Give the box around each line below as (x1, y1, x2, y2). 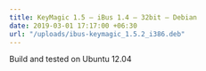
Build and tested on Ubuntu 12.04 (9, 54, 132, 65)
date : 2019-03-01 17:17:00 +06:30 (9, 21, 138, 30)
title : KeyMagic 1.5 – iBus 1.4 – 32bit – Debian (9, 12, 198, 22)
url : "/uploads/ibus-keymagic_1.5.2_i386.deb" (9, 29, 185, 38)
